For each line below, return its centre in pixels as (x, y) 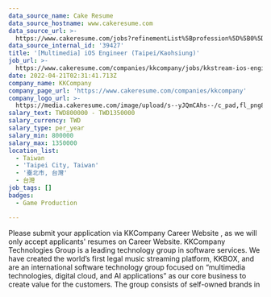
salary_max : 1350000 (43, 143)
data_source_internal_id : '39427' (67, 46)
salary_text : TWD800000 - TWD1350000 (72, 113)
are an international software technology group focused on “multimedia (127, 267)
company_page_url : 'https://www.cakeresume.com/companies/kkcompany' (128, 91)
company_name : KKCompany (50, 83)
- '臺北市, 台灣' (42, 173)
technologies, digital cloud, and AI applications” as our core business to (127, 275)
